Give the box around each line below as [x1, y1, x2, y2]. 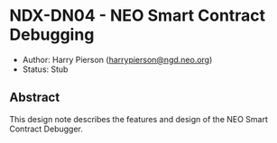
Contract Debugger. [9, 123, 83, 134]
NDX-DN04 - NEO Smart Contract [9, 5, 266, 26]
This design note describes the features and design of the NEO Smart [9, 113, 269, 124]
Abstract [9, 90, 60, 105]
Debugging [9, 24, 95, 45]
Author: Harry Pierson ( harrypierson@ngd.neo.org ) [22, 54, 213, 65]
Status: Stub [22, 64, 69, 75]
